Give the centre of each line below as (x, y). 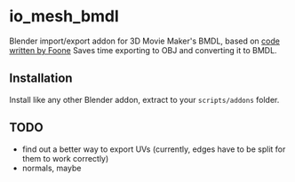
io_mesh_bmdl (64, 16)
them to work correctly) (65, 158)
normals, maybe (52, 168)
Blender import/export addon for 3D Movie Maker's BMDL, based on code (144, 41)
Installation (41, 79)
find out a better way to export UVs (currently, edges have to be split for (154, 149)
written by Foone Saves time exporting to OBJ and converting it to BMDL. (143, 50)
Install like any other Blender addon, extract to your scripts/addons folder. (144, 99)
